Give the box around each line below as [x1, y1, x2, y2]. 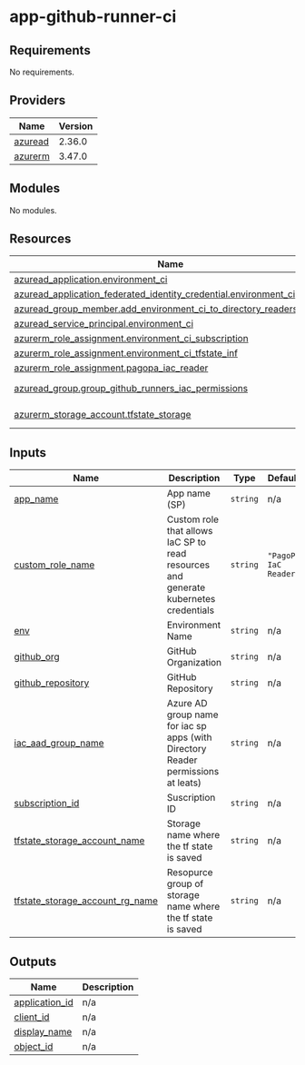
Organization [166, 656, 222, 669]
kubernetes [166, 593, 216, 606]
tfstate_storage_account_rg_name [14, 894, 159, 907]
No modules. [9, 204, 57, 215]
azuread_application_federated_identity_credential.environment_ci [14, 288, 296, 301]
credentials [166, 604, 215, 616]
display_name [14, 1026, 73, 1039]
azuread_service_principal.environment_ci [14, 318, 193, 330]
